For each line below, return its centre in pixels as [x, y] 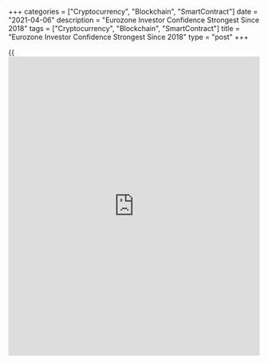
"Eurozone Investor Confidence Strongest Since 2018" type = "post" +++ [128, 37]
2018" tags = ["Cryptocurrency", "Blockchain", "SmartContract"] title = [124, 28]
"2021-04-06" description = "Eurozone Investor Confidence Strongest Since [134, 20]
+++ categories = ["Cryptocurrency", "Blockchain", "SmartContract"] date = [133, 12]
